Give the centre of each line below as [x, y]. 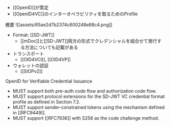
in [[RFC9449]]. [29, 113]
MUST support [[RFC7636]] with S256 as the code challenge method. [86, 118]
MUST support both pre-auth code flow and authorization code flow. [84, 91]
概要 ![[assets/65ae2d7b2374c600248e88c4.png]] [59, 25]
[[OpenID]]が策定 [31, 7]
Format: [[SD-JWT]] [34, 35]
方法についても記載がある [51, 47]
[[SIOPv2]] [31, 71]
